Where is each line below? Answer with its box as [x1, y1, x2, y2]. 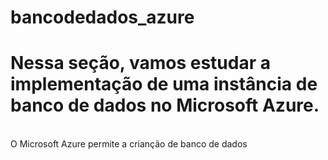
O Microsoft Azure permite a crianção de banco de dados [10, 138, 248, 150]
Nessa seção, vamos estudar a [10, 52, 271, 75]
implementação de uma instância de [10, 73, 318, 96]
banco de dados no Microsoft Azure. [10, 94, 320, 117]
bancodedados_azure [10, 6, 195, 29]
